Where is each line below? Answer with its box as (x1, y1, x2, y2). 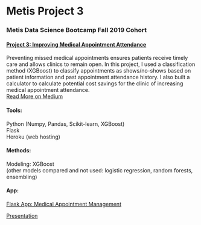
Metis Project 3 (6, 4, 84, 18)
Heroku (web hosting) (6, 133, 60, 140)
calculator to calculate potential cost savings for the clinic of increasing (6, 80, 183, 87)
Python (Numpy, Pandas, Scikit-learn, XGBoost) (6, 120, 125, 128)
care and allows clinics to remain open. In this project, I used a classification (6, 60, 196, 68)
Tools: (6, 106, 22, 114)
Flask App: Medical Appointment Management (6, 200, 122, 207)
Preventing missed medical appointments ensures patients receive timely (6, 54, 188, 62)
